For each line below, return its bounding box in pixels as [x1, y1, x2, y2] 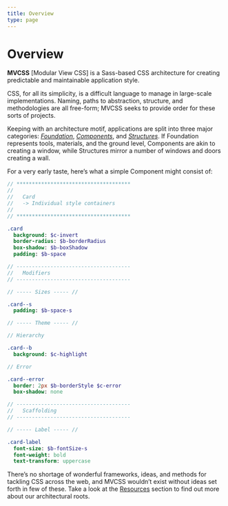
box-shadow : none [13, 388, 63, 396]
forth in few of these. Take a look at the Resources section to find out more [7, 485, 220, 493]
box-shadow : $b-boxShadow [13, 244, 88, 251]
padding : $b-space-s [13, 307, 72, 314]
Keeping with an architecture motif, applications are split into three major [7, 125, 214, 133]
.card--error [7, 376, 45, 383]
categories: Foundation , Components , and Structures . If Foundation [7, 132, 199, 140]
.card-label [7, 439, 41, 445]
